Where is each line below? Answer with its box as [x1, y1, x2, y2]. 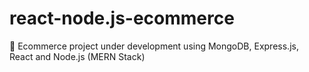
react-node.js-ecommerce [9, 7, 235, 30]
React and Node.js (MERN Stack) [9, 50, 146, 62]
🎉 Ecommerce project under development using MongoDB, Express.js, [9, 40, 299, 52]
